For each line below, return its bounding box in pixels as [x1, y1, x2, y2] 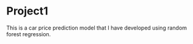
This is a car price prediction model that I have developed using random [6, 24, 188, 31]
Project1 [6, 4, 49, 18]
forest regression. [6, 30, 51, 37]
